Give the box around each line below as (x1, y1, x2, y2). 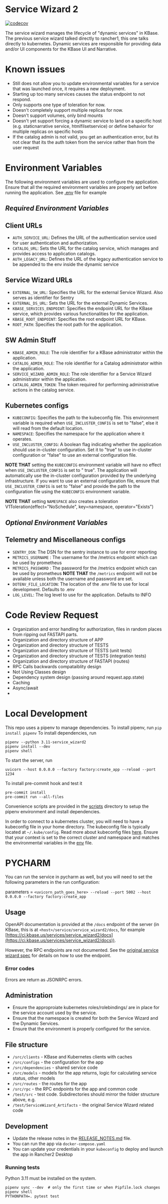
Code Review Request (5, 609, 99, 620)
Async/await (12, 685, 39, 691)
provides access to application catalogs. (12, 251, 96, 257)
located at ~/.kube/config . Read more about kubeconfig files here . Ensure (5, 829, 158, 835)
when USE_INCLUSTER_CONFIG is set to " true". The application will (5, 467, 137, 473)
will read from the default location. (12, 426, 84, 432)
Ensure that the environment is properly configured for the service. (12, 1026, 151, 1032)
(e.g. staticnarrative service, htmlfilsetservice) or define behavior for (12, 123, 154, 129)
